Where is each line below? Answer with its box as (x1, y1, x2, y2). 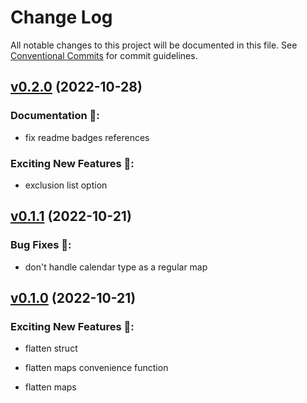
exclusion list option (24, 179, 108, 191)
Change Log (10, 6, 113, 29)
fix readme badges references (24, 131, 150, 143)
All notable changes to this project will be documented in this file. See (10, 39, 298, 51)
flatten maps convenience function (24, 362, 169, 374)
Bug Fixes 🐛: (10, 238, 72, 252)
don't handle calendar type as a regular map (24, 261, 208, 273)
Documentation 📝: (10, 109, 100, 123)
